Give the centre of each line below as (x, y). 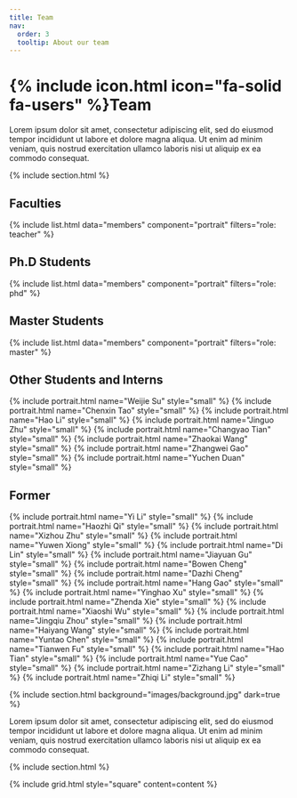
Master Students (56, 321)
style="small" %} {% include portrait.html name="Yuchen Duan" (127, 458)
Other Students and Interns (86, 380)
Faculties (36, 203)
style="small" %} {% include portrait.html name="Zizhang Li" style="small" (147, 668)
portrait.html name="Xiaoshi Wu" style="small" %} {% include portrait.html (147, 611)
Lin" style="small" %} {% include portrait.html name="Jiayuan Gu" (131, 555)
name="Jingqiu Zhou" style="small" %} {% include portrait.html (126, 621)
